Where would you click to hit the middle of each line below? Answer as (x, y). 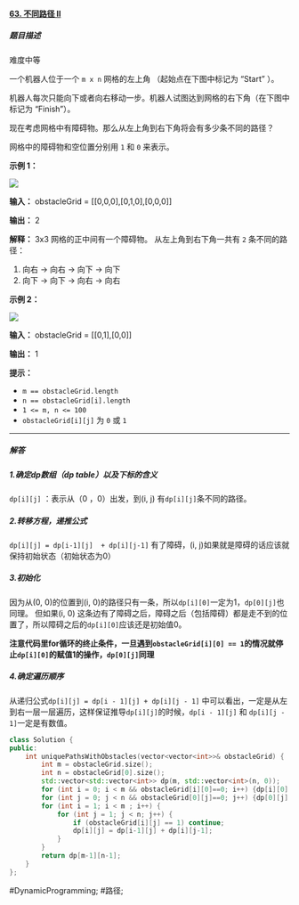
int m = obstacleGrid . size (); (97, 765)
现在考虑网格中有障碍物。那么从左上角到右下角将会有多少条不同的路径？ (141, 127)
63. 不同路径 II (35, 13)
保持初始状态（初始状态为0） (62, 556)
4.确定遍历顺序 (36, 676)
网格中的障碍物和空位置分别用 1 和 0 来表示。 (92, 146)
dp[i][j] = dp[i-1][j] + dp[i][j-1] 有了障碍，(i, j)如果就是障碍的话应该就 (149, 544)
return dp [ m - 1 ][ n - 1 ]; (81, 856)
